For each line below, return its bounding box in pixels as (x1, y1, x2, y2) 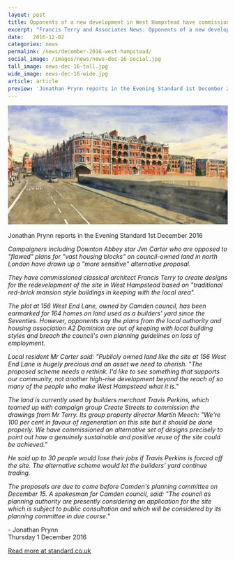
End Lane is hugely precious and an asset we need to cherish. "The (8, 360, 203, 369)
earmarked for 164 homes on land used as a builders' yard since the (8, 309, 205, 318)
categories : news (8, 41, 59, 48)
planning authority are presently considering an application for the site (8, 497, 212, 506)
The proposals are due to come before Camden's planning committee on (8, 483, 218, 491)
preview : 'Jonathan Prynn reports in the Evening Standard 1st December (8, 85, 224, 92)
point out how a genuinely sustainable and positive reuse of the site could (8, 433, 221, 441)
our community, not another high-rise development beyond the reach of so (8, 375, 224, 383)
